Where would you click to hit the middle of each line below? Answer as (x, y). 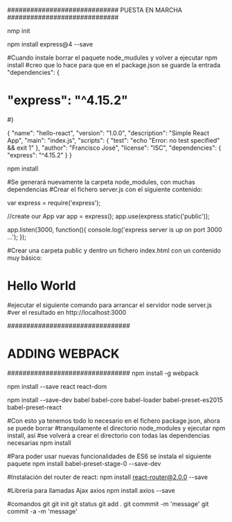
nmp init (19, 31)
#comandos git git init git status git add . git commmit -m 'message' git (108, 504)
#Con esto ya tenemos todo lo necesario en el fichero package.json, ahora (114, 420)
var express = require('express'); (54, 202)
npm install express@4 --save (50, 44)
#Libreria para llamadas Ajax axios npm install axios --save (91, 490)
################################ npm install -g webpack (103, 373)
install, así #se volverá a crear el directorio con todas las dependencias (108, 435)
